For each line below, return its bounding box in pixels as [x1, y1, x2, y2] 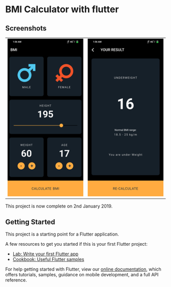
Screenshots [5, 24, 47, 33]
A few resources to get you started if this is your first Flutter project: [5, 241, 148, 247]
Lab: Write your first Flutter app [12, 251, 79, 257]
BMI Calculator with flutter [5, 4, 119, 15]
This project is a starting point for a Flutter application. [5, 231, 119, 238]
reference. [5, 277, 27, 283]
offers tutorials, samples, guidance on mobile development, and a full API [5, 272, 159, 278]
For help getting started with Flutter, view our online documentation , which [5, 266, 162, 272]
